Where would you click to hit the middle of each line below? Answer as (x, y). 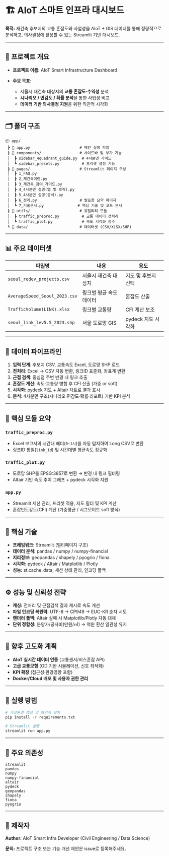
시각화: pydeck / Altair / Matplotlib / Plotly (55, 564)
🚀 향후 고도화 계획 (31, 647)
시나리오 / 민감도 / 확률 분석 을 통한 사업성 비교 (65, 98)
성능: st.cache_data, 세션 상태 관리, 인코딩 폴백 (59, 570)
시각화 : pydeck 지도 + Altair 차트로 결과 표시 (56, 390)
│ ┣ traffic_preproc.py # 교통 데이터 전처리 (63, 216)
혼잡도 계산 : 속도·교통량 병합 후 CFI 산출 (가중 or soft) (65, 384)
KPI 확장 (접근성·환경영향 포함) (43, 672)
